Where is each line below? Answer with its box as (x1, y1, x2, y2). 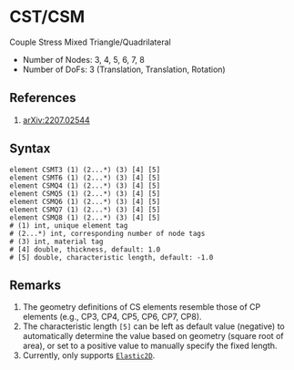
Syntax (9, 141, 51, 157)
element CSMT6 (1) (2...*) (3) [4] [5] (9, 173, 161, 182)
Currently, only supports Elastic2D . (22, 350, 156, 361)
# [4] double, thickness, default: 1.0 (9, 244, 161, 254)
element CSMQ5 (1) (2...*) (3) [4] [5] (9, 189, 161, 198)
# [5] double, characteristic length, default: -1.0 (9, 252, 214, 262)
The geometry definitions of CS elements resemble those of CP (22, 302, 261, 313)
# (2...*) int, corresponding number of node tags (9, 229, 206, 238)
